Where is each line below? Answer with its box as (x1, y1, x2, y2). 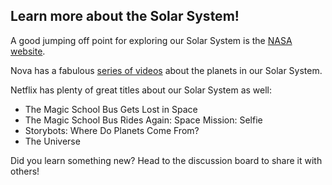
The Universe (24, 135, 81, 147)
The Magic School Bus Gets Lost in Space (24, 103, 198, 115)
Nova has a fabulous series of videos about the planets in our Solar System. (10, 64, 323, 76)
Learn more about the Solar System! (10, 8, 240, 25)
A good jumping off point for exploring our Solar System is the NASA (10, 34, 293, 46)
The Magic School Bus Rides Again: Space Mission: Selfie (24, 114, 263, 126)
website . (10, 45, 46, 57)
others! (10, 165, 40, 177)
